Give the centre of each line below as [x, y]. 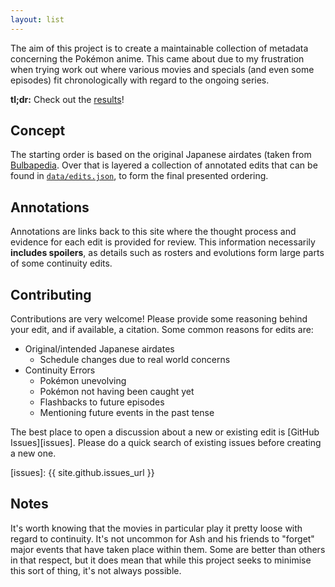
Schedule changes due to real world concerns [135, 360]
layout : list [37, 19]
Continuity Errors [60, 370]
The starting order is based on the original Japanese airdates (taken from [161, 155]
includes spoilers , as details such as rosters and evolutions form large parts [167, 253]
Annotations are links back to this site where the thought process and [153, 232]
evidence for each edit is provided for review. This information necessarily [163, 242]
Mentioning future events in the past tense [127, 413]
